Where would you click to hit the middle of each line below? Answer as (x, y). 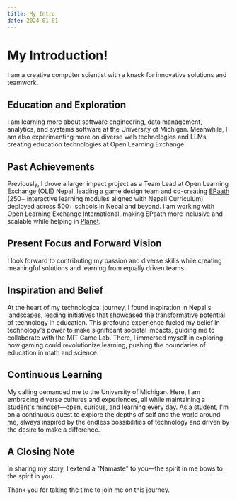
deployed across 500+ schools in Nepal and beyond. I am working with (111, 207)
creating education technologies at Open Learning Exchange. (97, 144)
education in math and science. (53, 352)
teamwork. (23, 83)
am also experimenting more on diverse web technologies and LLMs (107, 137)
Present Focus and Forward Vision (85, 244)
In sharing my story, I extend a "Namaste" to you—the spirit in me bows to (115, 468)
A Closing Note (41, 451)
